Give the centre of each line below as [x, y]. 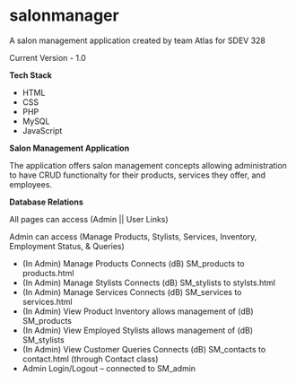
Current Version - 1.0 [48, 57]
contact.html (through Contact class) [90, 359]
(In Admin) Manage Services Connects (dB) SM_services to [132, 292]
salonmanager [64, 16]
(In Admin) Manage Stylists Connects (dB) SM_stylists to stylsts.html [149, 283]
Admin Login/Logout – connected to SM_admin [109, 368]
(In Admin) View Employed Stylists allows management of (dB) [138, 330]
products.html [48, 273]
